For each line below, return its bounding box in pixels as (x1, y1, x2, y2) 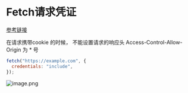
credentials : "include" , (11, 63, 73, 69)
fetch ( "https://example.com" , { (6, 57, 86, 64)
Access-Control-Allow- (126, 39, 183, 46)
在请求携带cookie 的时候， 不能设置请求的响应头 (6, 39, 125, 46)
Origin (6, 46, 21, 53)
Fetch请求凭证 (6, 5, 77, 19)
